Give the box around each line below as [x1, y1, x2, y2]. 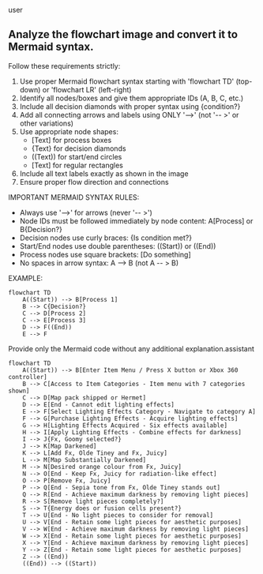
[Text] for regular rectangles [31, 160, 124, 170]
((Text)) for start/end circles [31, 152, 122, 161]
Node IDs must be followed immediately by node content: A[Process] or [19, 216, 254, 226]
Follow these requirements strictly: [8, 61, 121, 70]
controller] [8, 373, 47, 381]
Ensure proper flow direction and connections [19, 177, 169, 186]
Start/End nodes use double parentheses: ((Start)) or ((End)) [19, 241, 216, 250]
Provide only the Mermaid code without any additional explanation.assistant [8, 343, 255, 353]
